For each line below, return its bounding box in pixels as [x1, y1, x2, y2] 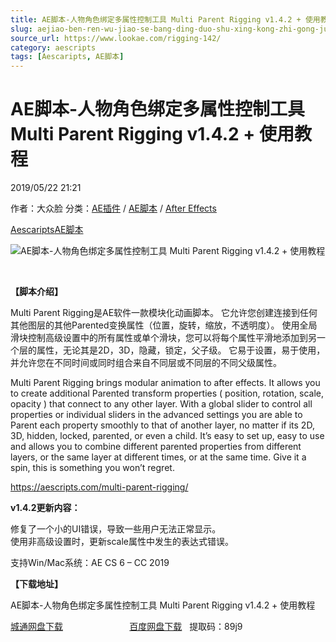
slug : [10, 24, 33, 34]
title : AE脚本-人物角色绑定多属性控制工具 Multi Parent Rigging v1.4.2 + [10, 14, 302, 25]
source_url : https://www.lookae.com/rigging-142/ [10, 33, 222, 43]
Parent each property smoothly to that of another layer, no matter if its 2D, [10, 419, 315, 431]
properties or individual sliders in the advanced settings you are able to [10, 409, 303, 421]
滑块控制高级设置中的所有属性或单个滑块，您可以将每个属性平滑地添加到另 [10, 332, 317, 344]
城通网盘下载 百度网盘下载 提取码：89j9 [10, 621, 243, 633]
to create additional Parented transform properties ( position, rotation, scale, [10, 387, 324, 400]
